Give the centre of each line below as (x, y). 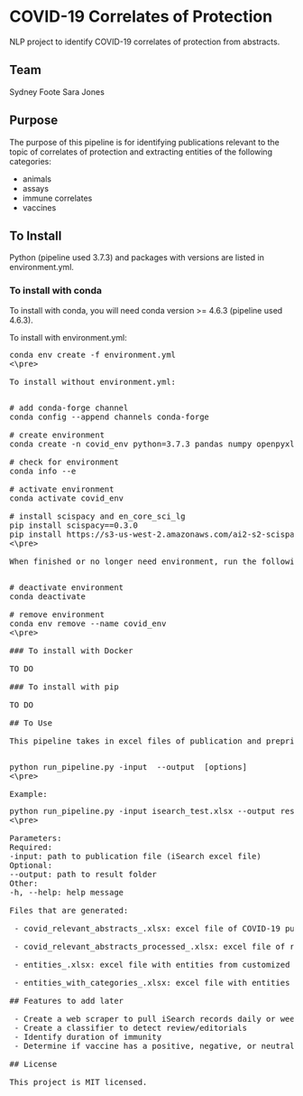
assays (36, 188)
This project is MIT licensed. (78, 1082)
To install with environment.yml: (69, 337)
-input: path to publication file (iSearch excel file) (135, 856)
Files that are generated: (69, 910)
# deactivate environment (67, 587)
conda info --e (43, 471)
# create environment (57, 435)
